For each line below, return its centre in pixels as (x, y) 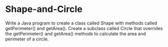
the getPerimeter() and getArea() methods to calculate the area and (76, 33)
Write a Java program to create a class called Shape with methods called (81, 23)
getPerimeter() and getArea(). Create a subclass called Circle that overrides (84, 28)
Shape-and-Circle (44, 9)
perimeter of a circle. (27, 39)
